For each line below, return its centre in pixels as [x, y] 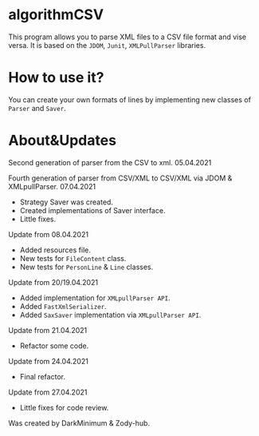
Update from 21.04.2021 [48, 330]
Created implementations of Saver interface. [92, 210]
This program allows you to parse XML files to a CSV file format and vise [128, 37]
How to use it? [56, 78]
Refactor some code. [54, 346]
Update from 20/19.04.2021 [53, 282]
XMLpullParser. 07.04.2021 [52, 186]
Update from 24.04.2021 [49, 361]
